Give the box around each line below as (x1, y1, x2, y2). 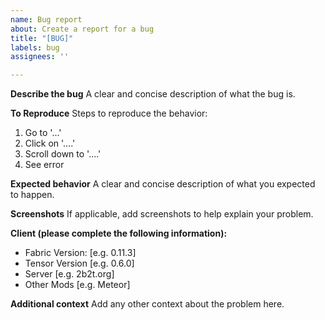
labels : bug (10, 42, 60, 53)
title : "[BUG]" (10, 33, 74, 43)
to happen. (10, 189, 55, 201)
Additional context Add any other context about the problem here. (10, 298, 285, 310)
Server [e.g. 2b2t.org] (24, 268, 115, 280)
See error (24, 159, 65, 171)
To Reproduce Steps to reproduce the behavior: (10, 107, 208, 120)
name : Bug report (10, 14, 83, 25)
